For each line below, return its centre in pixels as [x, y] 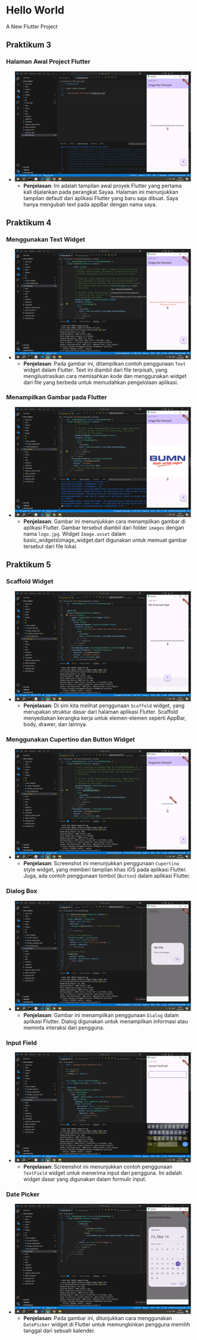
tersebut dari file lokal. [50, 546]
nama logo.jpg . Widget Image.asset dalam [74, 534]
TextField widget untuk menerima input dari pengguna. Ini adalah [103, 1173]
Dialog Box [22, 891]
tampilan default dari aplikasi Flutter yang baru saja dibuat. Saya [101, 198]
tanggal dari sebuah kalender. [59, 1331]
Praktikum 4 [29, 223]
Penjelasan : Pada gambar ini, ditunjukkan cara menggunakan [98, 1318]
